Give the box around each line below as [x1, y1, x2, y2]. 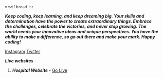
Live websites [5, 58, 34, 63]
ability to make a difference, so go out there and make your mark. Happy [5, 34, 156, 39]
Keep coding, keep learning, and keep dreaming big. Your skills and [5, 13, 145, 19]
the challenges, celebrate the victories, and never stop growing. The [5, 23, 147, 29]
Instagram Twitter [5, 49, 40, 54]
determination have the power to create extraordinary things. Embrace [5, 19, 152, 24]
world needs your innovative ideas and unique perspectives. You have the [5, 29, 159, 34]
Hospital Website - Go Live [12, 67, 68, 73]
